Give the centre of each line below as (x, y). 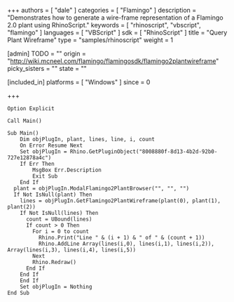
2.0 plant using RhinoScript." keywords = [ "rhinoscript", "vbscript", (104, 25)
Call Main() (25, 121)
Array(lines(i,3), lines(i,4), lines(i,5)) (72, 250)
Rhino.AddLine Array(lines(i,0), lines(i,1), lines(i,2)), (126, 244)
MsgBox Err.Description (67, 170)
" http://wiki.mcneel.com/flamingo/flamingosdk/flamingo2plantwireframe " (113, 61)
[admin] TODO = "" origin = (47, 53)
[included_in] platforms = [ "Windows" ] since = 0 (79, 82)
